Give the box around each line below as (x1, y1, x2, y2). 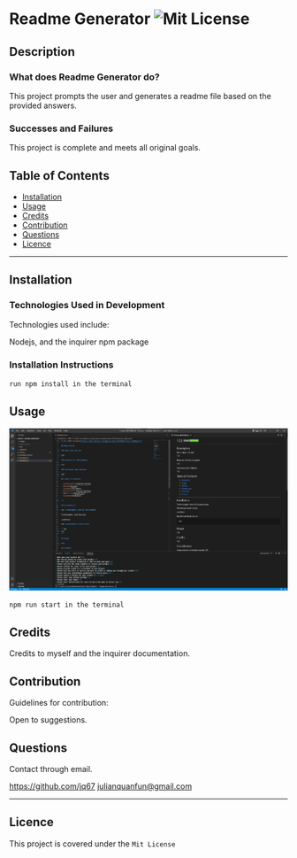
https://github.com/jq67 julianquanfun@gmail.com (9, 781, 193, 792)
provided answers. (9, 100, 77, 111)
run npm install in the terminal (9, 379, 133, 389)
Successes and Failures (9, 122, 113, 135)
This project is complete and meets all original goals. (9, 143, 202, 153)
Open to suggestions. (9, 715, 88, 725)
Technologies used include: (9, 319, 110, 329)
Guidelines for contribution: (9, 698, 109, 708)
